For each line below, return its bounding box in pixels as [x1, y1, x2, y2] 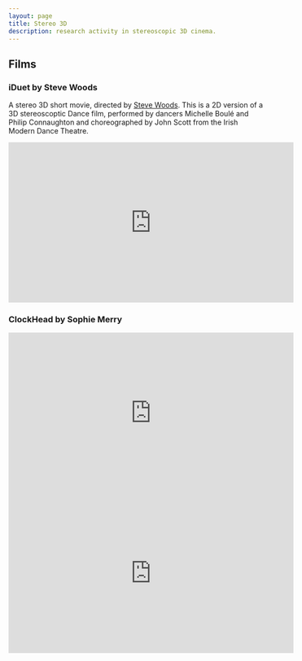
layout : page [8, 11, 53, 20]
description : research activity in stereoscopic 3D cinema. [8, 27, 217, 35]
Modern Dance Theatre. [8, 126, 90, 136]
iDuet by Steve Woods [8, 81, 98, 93]
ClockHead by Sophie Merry [8, 313, 123, 325]
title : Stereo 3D [8, 20, 68, 28]
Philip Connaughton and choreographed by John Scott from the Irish [8, 117, 239, 127]
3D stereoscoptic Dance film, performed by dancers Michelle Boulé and [8, 109, 249, 119]
